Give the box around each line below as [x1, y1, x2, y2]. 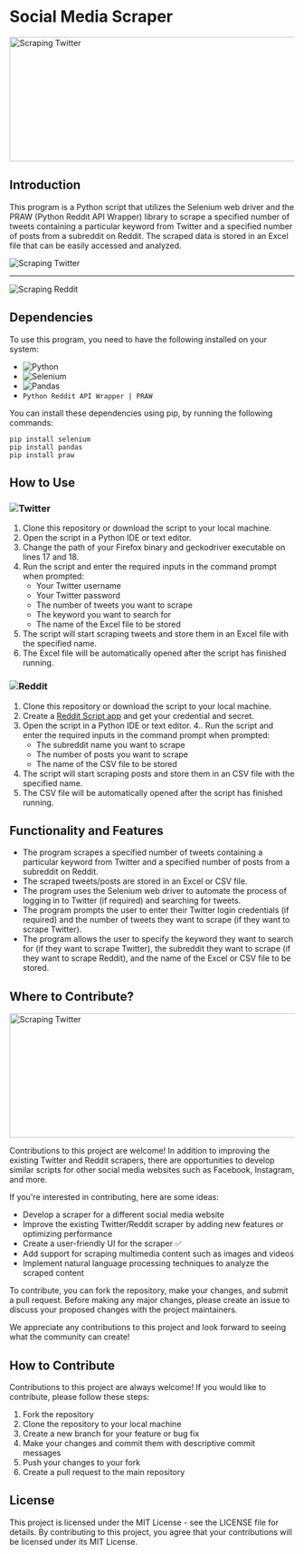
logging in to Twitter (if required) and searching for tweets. [22, 895, 242, 906]
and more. [9, 1175, 48, 1185]
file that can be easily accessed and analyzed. [9, 240, 183, 251]
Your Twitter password [35, 590, 120, 601]
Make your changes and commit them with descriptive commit [22, 1437, 256, 1448]
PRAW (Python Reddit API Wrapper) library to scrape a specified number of [9, 211, 290, 222]
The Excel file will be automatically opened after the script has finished [22, 647, 287, 658]
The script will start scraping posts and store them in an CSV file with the [22, 768, 295, 779]
